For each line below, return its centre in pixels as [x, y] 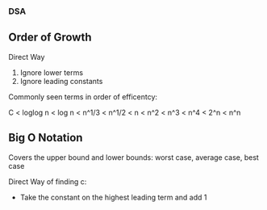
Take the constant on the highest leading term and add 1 [113, 197]
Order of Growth [50, 38]
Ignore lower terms [51, 72]
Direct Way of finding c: [48, 181]
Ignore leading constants [61, 81]
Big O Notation [46, 138]
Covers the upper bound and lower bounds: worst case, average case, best [134, 157]
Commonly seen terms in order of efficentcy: [83, 97]
